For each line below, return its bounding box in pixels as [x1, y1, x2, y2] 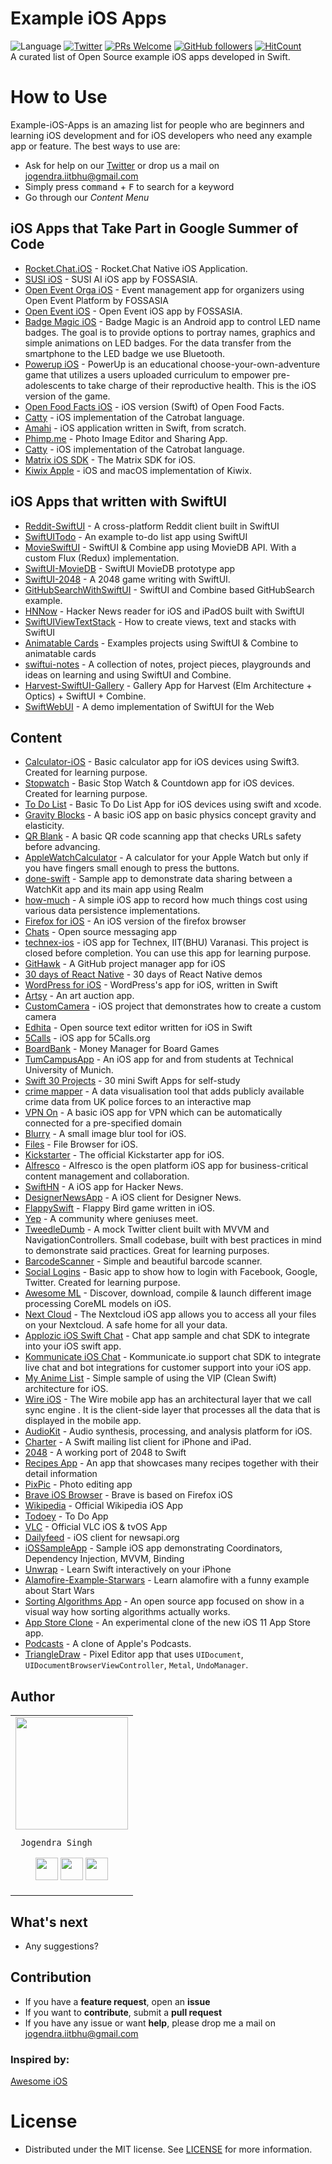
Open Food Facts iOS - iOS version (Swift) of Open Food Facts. [24, 400, 285, 412]
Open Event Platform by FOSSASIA [24, 294, 169, 306]
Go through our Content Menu [24, 191, 150, 203]
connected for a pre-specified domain [24, 1117, 182, 1129]
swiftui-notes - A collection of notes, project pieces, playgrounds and [24, 658, 312, 670]
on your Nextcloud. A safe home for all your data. [24, 1319, 228, 1331]
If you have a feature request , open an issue [24, 1995, 211, 2007]
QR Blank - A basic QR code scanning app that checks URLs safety [24, 830, 302, 842]
